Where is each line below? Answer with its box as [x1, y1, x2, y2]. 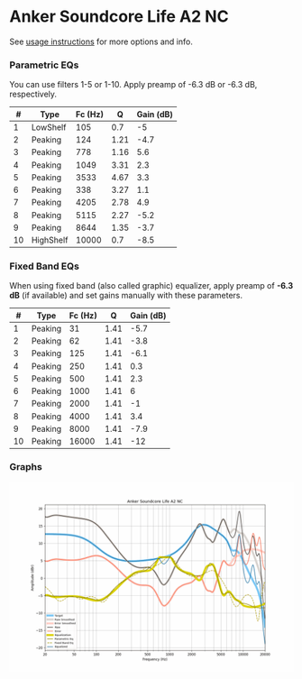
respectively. [9, 88, 57, 100]
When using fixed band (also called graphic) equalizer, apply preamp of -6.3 [9, 280, 294, 291]
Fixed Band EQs [9, 260, 79, 272]
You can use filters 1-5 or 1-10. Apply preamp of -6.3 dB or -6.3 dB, [9, 79, 258, 90]
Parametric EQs [9, 59, 79, 71]
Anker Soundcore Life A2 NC [9, 6, 229, 27]
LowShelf [31, 122, 67, 133]
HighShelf [31, 234, 69, 245]
